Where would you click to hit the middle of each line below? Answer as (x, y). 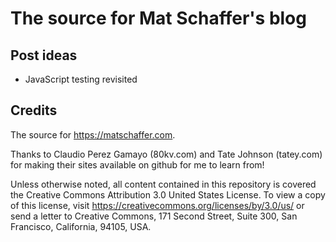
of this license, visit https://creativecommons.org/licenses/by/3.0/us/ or (157, 205)
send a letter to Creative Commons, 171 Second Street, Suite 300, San (154, 216)
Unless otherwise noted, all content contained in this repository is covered (163, 184)
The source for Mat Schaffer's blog (158, 18)
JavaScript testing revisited (81, 79)
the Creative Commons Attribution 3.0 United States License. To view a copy (168, 194)
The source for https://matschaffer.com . (93, 134)
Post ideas (44, 55)
